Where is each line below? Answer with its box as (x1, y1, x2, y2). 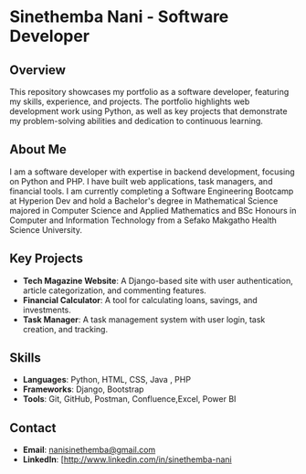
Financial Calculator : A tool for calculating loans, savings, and (22, 294, 258, 305)
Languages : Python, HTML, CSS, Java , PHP (22, 374, 192, 385)
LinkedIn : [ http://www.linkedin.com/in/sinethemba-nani (22, 454, 232, 465)
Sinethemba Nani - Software (9, 6, 229, 27)
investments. (22, 304, 71, 315)
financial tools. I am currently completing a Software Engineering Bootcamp (9, 185, 294, 196)
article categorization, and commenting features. (22, 285, 207, 296)
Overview (9, 62, 67, 78)
